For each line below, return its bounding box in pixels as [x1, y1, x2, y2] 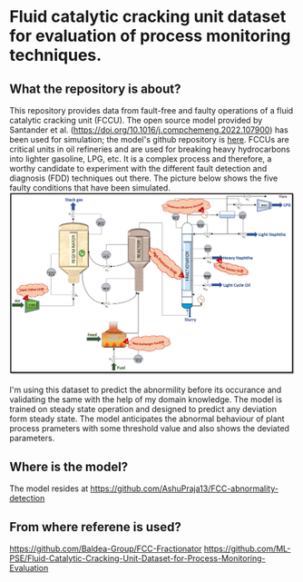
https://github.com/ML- [203, 543, 291, 554]
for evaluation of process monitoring [9, 25, 291, 46]
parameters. [9, 433, 55, 444]
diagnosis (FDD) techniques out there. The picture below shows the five [9, 173, 279, 183]
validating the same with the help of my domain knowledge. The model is [9, 394, 283, 405]
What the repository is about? [9, 81, 181, 96]
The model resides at [9, 483, 89, 494]
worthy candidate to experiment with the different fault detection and [9, 163, 268, 173]
